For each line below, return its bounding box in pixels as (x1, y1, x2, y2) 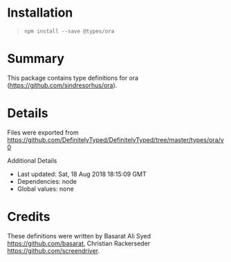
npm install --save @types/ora (24, 28, 115, 35)
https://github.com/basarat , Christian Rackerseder (7, 239, 151, 247)
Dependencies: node (17, 177, 77, 185)
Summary (7, 51, 64, 67)
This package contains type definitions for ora (7, 73, 139, 82)
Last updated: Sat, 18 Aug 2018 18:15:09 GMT (17, 170, 147, 178)
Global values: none (17, 184, 74, 193)
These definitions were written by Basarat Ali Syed (7, 232, 151, 240)
